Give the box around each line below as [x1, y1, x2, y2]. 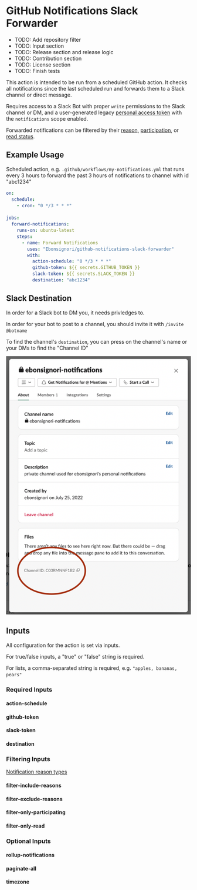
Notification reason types [6, 768, 67, 775]
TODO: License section [14, 61, 71, 68]
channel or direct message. [6, 91, 72, 98]
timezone [6, 878, 30, 885]
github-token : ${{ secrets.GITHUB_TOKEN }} [32, 265, 141, 271]
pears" [6, 672, 22, 678]
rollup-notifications [6, 852, 55, 859]
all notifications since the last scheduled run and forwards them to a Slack [6, 85, 185, 92]
